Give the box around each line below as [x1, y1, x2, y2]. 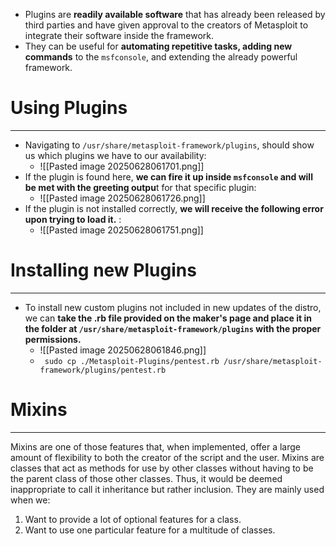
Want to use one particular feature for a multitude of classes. [24, 524, 276, 536]
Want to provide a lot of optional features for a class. [24, 513, 242, 525]
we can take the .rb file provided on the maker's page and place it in [24, 312, 312, 324]
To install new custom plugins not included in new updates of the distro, [24, 301, 322, 313]
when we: [10, 494, 51, 506]
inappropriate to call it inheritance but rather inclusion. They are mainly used [10, 483, 325, 495]
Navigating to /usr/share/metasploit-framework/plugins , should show [24, 139, 315, 151]
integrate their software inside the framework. [24, 30, 215, 41]
